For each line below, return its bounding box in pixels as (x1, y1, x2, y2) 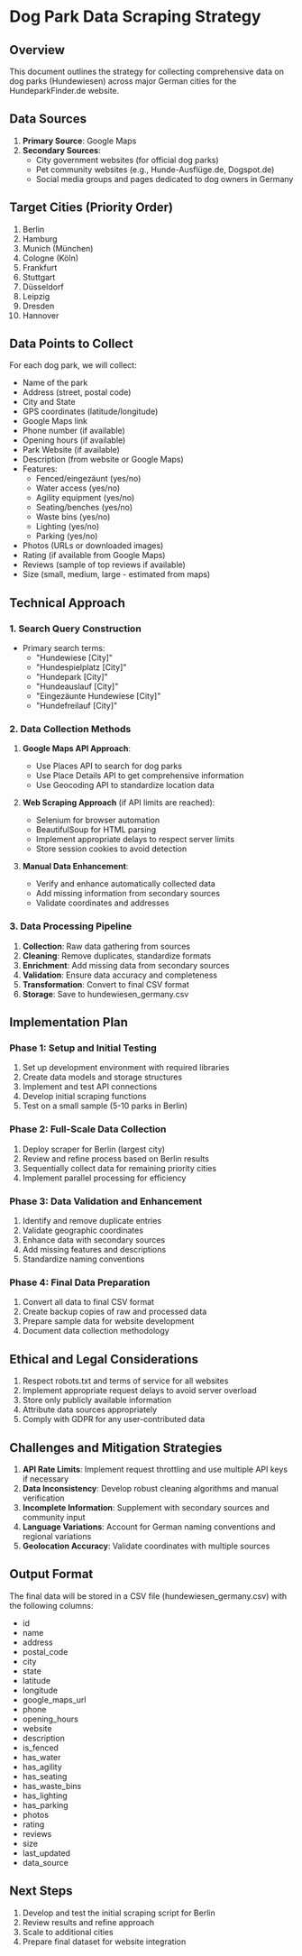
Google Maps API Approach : (22, 743, 132, 754)
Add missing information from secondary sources (35, 888, 221, 899)
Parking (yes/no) (35, 530, 98, 542)
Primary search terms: (22, 643, 105, 654)
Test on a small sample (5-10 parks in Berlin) (22, 1100, 188, 1111)
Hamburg (22, 233, 58, 244)
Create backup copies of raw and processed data (22, 1306, 207, 1318)
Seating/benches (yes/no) (35, 502, 133, 513)
